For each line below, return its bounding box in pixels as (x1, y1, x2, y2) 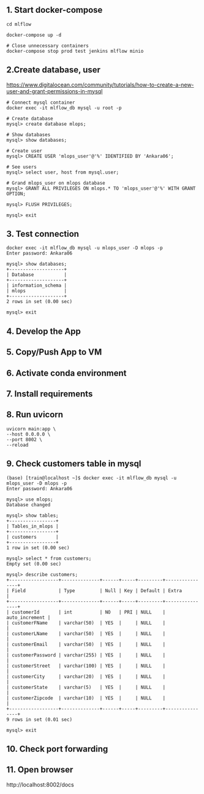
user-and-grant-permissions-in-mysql (6, 87, 103, 94)
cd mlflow (6, 21, 32, 27)
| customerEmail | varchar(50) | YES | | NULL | (6, 641, 166, 647)
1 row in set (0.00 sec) (6, 544, 70, 551)
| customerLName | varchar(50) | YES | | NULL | (6, 630, 166, 637)
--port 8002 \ (6, 436, 43, 442)
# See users (6, 164, 37, 170)
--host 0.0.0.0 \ (6, 431, 51, 437)
